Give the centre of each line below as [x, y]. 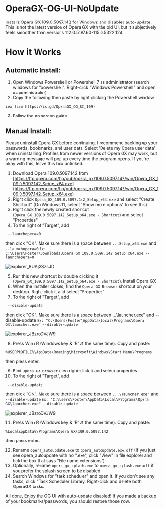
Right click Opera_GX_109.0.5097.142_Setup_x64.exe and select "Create [83, 199]
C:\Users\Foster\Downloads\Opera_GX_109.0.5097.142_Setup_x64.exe [74, 253]
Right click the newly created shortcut [51, 209]
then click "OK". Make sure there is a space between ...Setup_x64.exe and [81, 243]
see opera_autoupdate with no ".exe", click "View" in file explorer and [82, 455]
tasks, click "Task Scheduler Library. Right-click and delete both [77, 481]
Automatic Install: [33, 70]
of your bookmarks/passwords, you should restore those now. [68, 501]
